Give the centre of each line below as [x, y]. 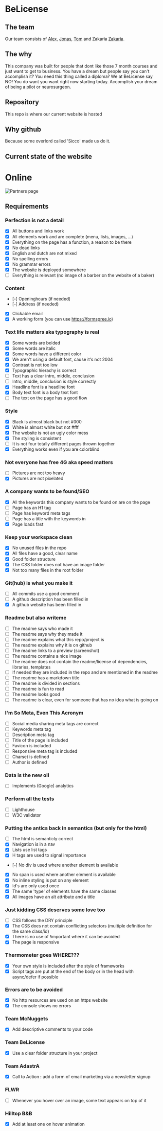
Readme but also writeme [36, 618]
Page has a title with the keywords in [49, 519]
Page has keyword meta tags [41, 513]
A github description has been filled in [50, 599]
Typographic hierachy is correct [44, 370]
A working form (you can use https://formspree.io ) [63, 319]
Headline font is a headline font [43, 387]
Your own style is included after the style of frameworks [68, 966]
